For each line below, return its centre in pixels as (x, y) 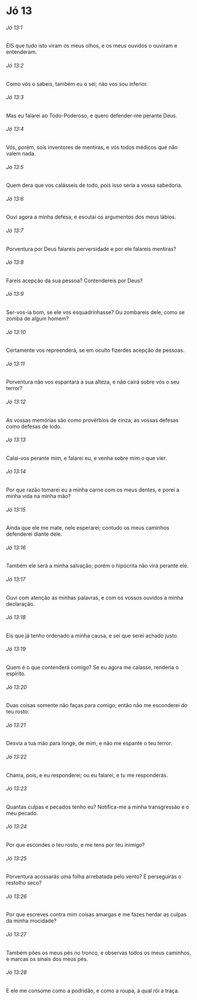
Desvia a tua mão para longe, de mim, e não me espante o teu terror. (89, 743)
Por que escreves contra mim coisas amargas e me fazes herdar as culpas (96, 915)
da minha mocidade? (31, 921)
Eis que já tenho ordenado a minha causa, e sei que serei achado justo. (92, 635)
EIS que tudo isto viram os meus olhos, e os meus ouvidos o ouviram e (92, 46)
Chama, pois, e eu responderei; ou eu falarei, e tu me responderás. (87, 775)
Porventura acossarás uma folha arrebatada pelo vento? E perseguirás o (94, 877)
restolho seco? (24, 883)
